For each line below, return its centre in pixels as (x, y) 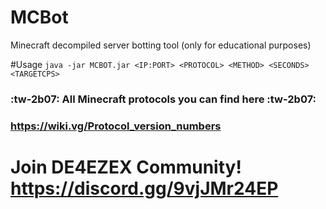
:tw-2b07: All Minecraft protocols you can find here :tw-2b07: (163, 99)
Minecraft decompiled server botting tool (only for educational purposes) (161, 45)
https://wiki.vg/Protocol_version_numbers (116, 126)
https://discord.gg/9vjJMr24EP (144, 188)
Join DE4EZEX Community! (126, 167)
